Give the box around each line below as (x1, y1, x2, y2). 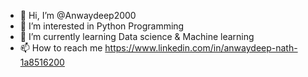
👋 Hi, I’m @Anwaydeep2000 (19, 10, 137, 21)
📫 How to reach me (19, 42, 103, 54)
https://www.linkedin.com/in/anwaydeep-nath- (104, 42, 298, 54)
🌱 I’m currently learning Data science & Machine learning (19, 31, 255, 42)
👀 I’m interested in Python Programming (19, 20, 185, 32)
